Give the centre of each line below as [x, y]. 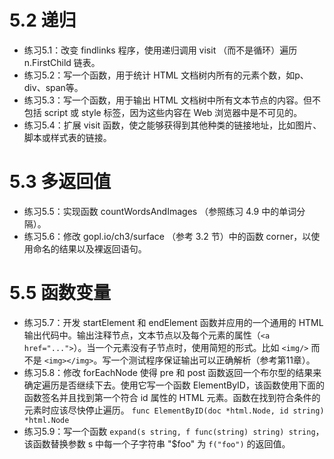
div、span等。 [53, 87]
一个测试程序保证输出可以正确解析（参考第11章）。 [213, 360]
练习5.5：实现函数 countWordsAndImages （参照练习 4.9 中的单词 [160, 211]
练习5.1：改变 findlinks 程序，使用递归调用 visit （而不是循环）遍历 [160, 50]
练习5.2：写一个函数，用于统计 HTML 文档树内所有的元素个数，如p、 [166, 75]
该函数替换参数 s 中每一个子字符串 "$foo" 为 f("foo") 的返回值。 [157, 443]
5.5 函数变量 [60, 293]
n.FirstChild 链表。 [62, 62]
